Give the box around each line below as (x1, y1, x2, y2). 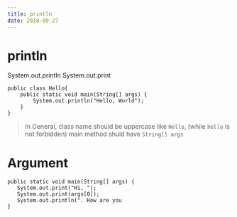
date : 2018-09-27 (7, 17, 59, 24)
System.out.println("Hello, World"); (33, 97, 144, 105)
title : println (7, 10, 53, 18)
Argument (7, 154, 69, 171)
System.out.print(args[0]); (16, 191, 100, 198)
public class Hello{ (7, 85, 69, 92)
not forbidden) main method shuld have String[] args (24, 129, 184, 139)
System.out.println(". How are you (16, 197, 122, 204)
